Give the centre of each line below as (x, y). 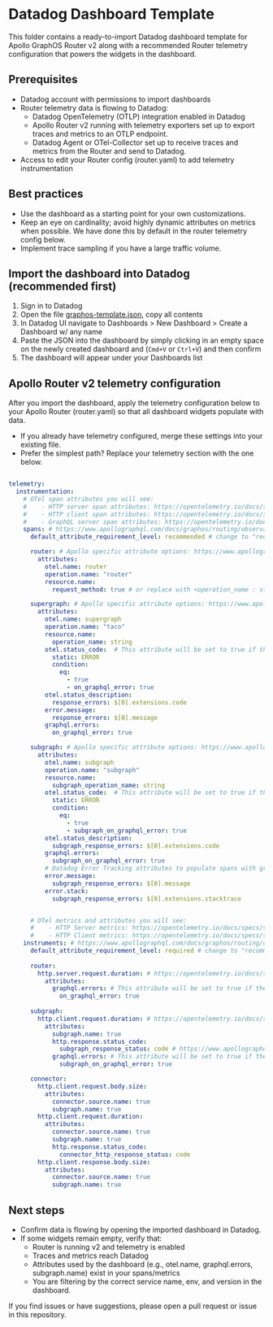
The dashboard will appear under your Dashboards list (111, 358)
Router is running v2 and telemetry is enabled (108, 1247)
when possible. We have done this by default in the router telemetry (134, 231)
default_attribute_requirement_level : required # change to (134, 951)
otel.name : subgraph (79, 762)
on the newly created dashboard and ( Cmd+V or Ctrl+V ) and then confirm (141, 349)
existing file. (40, 445)
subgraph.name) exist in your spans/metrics (106, 1273)
